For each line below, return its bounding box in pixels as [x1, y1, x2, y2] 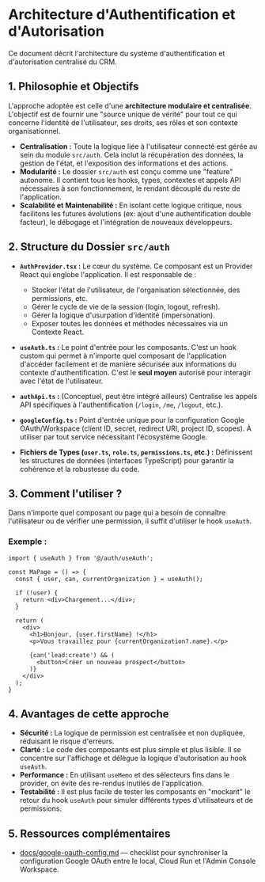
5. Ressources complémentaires [8, 827, 171, 840]
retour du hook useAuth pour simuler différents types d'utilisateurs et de [19, 796, 253, 805]
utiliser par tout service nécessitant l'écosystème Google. [19, 431, 208, 441]
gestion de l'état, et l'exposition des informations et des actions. [19, 158, 229, 168]
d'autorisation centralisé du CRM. [8, 57, 117, 67]
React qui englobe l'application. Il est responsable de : [19, 269, 196, 279]
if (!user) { [15, 588, 59, 597]
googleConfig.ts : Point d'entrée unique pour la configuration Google [19, 415, 245, 424]
